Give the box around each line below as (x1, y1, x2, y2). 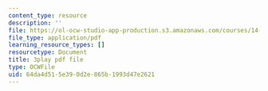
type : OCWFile (8, 63, 56, 71)
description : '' (8, 19, 62, 27)
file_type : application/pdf (8, 33, 102, 42)
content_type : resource (8, 11, 88, 20)
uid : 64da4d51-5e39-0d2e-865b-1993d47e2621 (8, 70, 156, 78)
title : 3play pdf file (8, 56, 84, 64)
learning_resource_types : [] (8, 41, 105, 49)
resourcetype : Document (8, 48, 88, 56)
